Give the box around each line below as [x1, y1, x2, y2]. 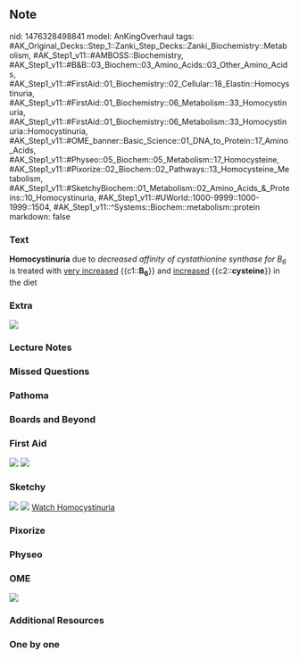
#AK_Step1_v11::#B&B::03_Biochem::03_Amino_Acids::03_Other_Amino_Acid [9, 59, 288, 70]
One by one [9, 638, 61, 651]
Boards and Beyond [9, 413, 96, 425]
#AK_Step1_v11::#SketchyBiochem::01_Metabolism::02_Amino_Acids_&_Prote [9, 182, 290, 193]
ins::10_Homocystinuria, [9, 192, 96, 203]
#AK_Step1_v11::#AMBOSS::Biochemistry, [32, 49, 184, 61]
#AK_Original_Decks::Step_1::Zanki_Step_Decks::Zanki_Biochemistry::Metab [9, 40, 287, 51]
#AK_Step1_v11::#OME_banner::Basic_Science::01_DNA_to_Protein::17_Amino [9, 135, 288, 146]
